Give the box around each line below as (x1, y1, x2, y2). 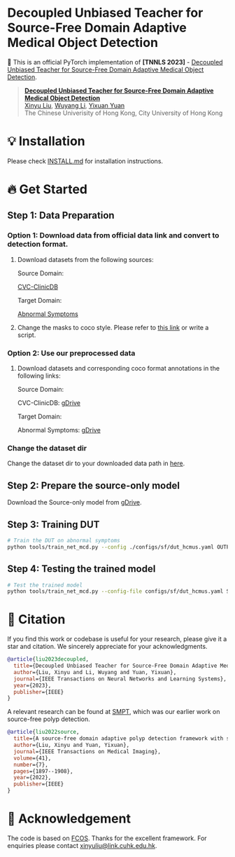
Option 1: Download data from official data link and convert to (7, 231, 220, 240)
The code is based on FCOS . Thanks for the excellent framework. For (7, 834, 208, 842)
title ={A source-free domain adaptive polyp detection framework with (13, 735, 224, 742)
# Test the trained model (7, 582, 83, 589)
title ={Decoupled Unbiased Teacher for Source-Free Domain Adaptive (13, 662, 218, 670)
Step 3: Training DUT (7, 519, 100, 530)
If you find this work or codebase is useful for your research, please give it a (7, 635, 227, 643)
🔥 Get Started (7, 181, 88, 198)
